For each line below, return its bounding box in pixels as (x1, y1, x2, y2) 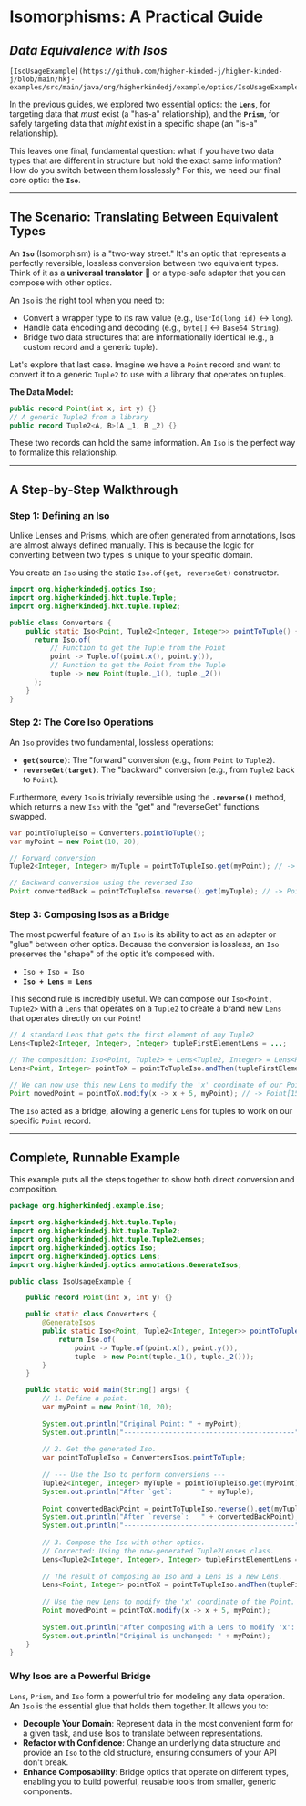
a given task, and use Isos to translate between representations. (22, 1728, 263, 1739)
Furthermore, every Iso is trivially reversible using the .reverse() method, (9, 791, 287, 802)
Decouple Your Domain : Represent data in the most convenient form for (22, 1718, 294, 1729)
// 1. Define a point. (42, 1394, 128, 1403)
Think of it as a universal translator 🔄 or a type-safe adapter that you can (9, 267, 286, 278)
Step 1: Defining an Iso (9, 509, 110, 521)
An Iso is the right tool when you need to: (9, 294, 166, 305)
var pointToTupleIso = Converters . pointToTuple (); (9, 828, 206, 838)
